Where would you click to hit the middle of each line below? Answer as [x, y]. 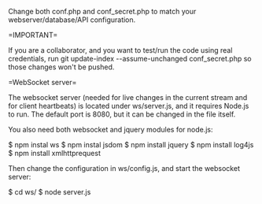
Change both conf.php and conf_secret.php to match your [102, 11]
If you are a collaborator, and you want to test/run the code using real [120, 50]
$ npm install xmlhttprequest [54, 153]
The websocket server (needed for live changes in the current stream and [128, 97]
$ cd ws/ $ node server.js [50, 192]
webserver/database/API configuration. [72, 20]
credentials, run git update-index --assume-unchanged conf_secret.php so [130, 59]
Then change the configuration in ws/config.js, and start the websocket [124, 168]
